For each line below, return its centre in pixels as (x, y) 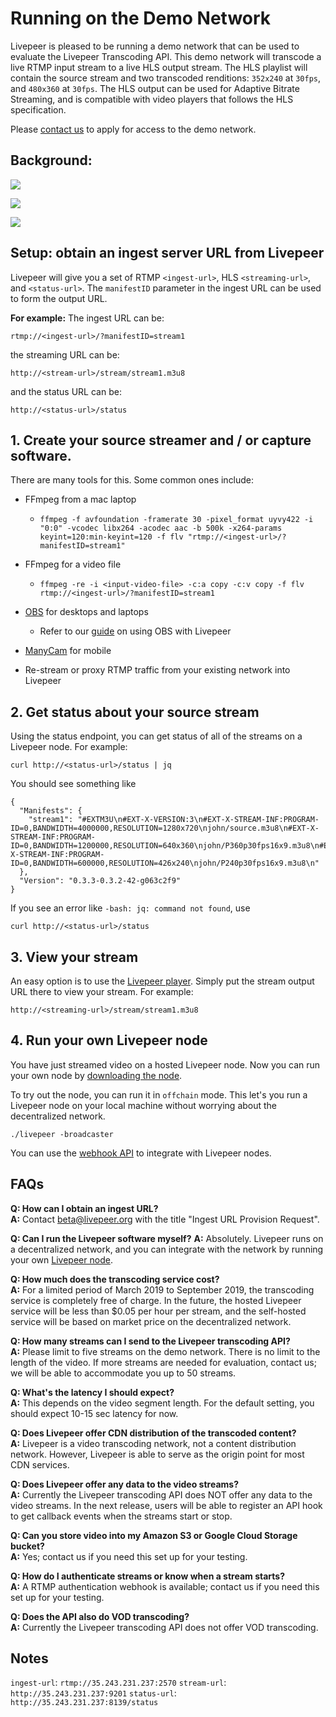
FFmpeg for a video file (73, 564)
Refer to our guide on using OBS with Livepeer (135, 631)
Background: (51, 160)
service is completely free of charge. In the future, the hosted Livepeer (156, 1300)
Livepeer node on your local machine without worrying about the (144, 1105)
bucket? (27, 1546)
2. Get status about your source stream (135, 712)
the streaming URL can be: (65, 354)
